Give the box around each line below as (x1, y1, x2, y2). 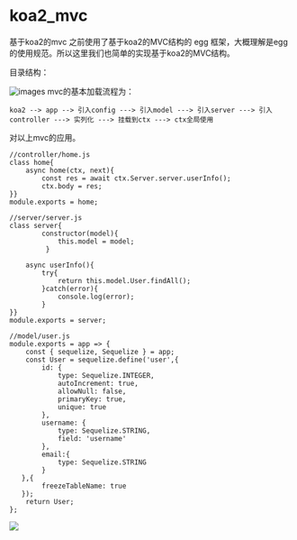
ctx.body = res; (41, 181, 103, 190)
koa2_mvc (9, 5, 88, 26)
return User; (25, 497, 75, 506)
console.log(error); (57, 292, 135, 301)
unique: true (57, 402, 106, 411)
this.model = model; (57, 236, 135, 246)
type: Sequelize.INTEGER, (57, 371, 155, 380)
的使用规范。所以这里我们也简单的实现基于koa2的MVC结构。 (9, 47, 236, 59)
